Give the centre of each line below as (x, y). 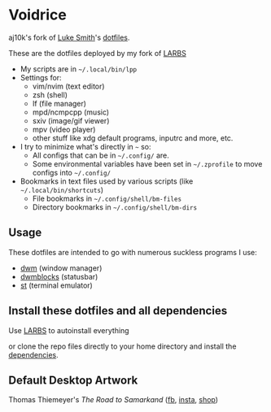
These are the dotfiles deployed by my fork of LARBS (98, 53)
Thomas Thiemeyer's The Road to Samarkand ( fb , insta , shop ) (113, 400)
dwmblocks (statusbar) (59, 276)
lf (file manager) (59, 103)
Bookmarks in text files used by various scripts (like (107, 181)
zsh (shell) (50, 94)
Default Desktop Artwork (73, 380)
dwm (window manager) (61, 268)
